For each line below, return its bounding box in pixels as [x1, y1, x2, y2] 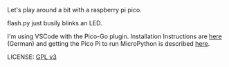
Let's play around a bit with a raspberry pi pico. [7, 6, 142, 14]
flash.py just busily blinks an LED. [7, 19, 102, 27]
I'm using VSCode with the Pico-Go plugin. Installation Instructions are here [7, 32, 223, 40]
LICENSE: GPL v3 [7, 53, 57, 61]
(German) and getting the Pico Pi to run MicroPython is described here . [7, 40, 210, 47]
